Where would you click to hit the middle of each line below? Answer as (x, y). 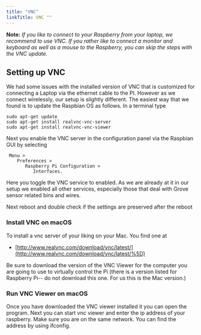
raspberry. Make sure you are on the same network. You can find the (91, 319)
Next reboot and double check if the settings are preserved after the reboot (100, 207)
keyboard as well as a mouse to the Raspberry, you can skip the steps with (99, 47)
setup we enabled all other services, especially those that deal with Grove (97, 189)
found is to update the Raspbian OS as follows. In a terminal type (86, 106)
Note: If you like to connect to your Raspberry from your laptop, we (89, 34)
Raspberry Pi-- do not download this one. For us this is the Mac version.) (96, 278)
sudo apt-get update (32, 117)
